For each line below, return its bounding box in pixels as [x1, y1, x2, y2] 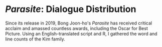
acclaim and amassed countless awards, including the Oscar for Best [5, 25, 148, 31]
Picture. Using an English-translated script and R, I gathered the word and [5, 30, 157, 36]
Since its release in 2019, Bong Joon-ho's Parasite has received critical [5, 20, 152, 26]
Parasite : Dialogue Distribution [5, 3, 136, 15]
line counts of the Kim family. [5, 36, 65, 42]
